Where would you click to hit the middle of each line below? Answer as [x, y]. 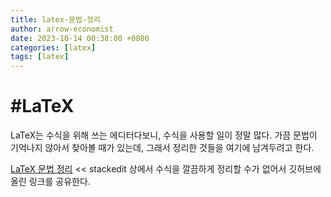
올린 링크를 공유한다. [50, 182]
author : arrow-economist [62, 29]
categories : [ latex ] [53, 47]
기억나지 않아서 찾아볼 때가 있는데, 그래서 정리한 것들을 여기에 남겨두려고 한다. [162, 148]
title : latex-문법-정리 [55, 19]
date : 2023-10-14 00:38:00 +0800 [80, 38]
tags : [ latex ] [40, 57]
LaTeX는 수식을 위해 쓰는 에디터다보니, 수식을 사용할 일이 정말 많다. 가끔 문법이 [164, 135]
